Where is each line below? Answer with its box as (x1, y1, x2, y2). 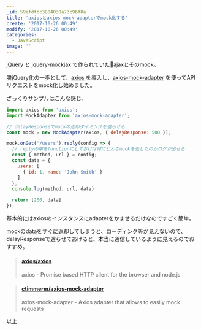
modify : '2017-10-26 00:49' (6, 26, 78, 33)
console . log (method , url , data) (12, 186, 95, 192)
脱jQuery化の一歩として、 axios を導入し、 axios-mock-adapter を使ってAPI (6, 74, 196, 81)
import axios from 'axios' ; (6, 107, 78, 113)
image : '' (6, 44, 32, 50)
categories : (6, 32, 37, 38)
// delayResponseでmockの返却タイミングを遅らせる (6, 123, 126, 129)
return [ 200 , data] (12, 197, 62, 203)
